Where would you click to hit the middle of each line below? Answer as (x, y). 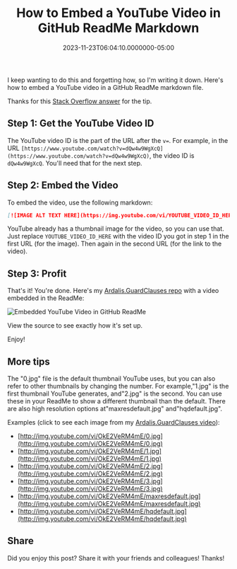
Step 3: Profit (37, 274)
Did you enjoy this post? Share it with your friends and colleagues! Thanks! (116, 558)
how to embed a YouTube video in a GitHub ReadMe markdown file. (105, 87)
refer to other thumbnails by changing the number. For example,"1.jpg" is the (118, 386)
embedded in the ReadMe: (46, 298)
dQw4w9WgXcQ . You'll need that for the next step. (75, 163)
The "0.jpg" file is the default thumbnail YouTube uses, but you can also (111, 379)
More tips (29, 361)
